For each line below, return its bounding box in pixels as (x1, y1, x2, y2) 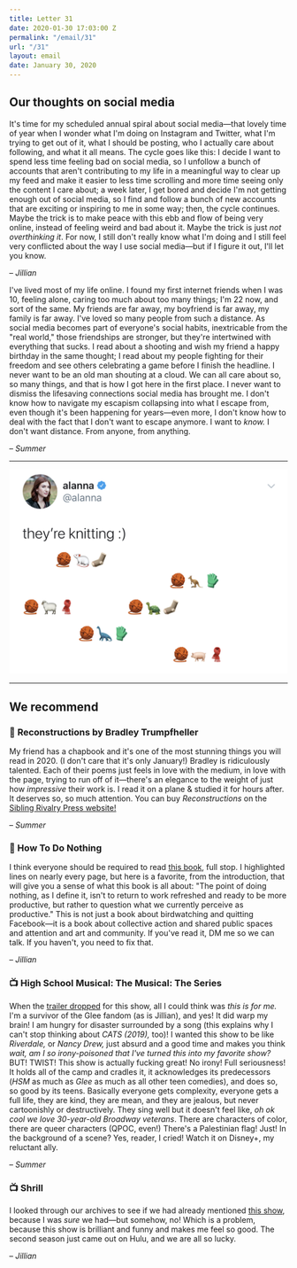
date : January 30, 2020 (9, 61, 97, 70)
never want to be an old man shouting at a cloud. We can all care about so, (9, 369, 281, 380)
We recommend (9, 699, 99, 714)
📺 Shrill (9, 1181, 44, 1194)
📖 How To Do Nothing (9, 842, 103, 854)
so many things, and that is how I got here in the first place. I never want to (9, 378, 281, 389)
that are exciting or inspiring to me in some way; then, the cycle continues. (9, 203, 280, 214)
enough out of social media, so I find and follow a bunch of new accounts (9, 193, 277, 204)
